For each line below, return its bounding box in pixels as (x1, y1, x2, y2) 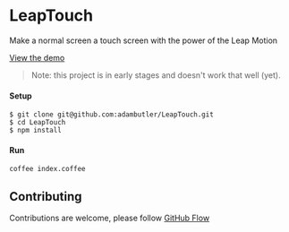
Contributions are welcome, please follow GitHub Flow (9, 212, 210, 224)
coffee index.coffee (9, 165, 87, 174)
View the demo (9, 52, 65, 63)
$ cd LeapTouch (9, 118, 66, 127)
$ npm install (9, 126, 63, 135)
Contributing (9, 189, 82, 204)
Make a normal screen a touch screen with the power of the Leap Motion (9, 35, 278, 46)
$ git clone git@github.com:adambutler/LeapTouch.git (9, 110, 215, 119)
